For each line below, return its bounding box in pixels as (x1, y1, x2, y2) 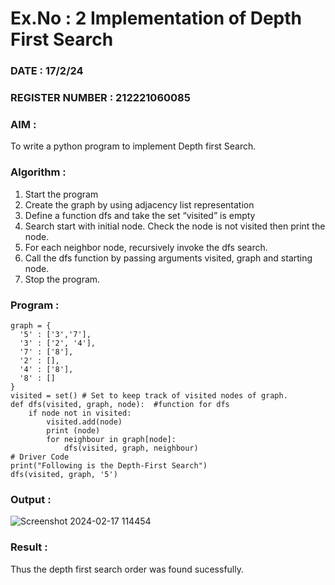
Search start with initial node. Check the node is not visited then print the (24, 220, 326, 232)
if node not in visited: (28, 408, 132, 418)
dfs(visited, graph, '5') (10, 469, 118, 479)
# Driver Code (10, 452, 70, 462)
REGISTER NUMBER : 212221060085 (10, 91, 191, 105)
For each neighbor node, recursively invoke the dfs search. (24, 241, 268, 253)
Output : (10, 492, 52, 506)
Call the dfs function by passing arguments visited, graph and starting (24, 252, 313, 264)
